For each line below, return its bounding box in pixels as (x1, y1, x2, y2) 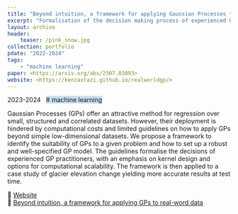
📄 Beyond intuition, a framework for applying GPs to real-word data (7, 198, 203, 207)
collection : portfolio (7, 43, 74, 50)
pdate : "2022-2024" (7, 50, 65, 57)
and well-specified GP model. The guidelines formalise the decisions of (7, 147, 216, 156)
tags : (7, 57, 23, 64)
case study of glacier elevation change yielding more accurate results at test (7, 169, 231, 178)
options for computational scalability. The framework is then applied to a (7, 162, 219, 171)
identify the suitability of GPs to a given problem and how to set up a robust (7, 140, 228, 148)
